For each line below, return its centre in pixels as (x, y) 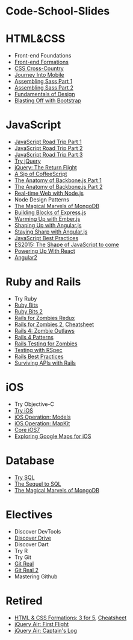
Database (30, 461)
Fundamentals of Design (45, 94)
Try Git (23, 557)
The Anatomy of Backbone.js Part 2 (58, 187)
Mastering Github (36, 576)
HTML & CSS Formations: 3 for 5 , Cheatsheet (70, 618)
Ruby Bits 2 (29, 312)
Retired (24, 601)
